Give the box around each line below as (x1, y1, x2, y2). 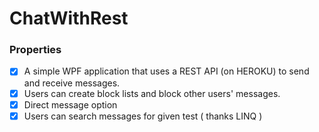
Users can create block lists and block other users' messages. (23, 87, 281, 99)
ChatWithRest (9, 7, 129, 30)
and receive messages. (23, 77, 121, 89)
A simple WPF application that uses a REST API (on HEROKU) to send (23, 65, 310, 77)
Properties (9, 43, 62, 57)
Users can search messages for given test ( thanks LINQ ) (23, 110, 263, 122)
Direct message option (23, 98, 118, 111)
